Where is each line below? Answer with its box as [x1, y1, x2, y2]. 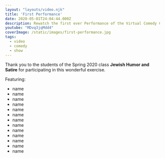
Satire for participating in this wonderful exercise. [5, 67, 106, 72]
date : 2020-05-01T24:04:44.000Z [5, 16, 71, 21]
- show [9, 48, 23, 53]
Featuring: [5, 76, 26, 82]
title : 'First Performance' [5, 12, 63, 17]
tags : [5, 35, 16, 40]
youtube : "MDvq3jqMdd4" [5, 25, 54, 30]
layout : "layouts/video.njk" [5, 7, 65, 12]
